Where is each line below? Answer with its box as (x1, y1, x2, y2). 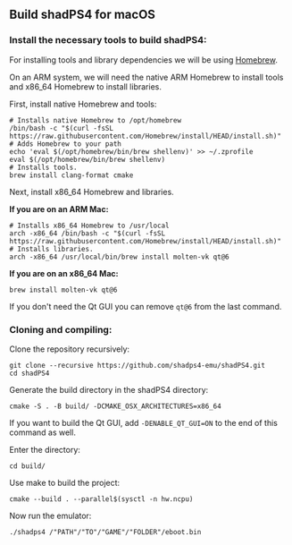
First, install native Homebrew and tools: (9, 98, 157, 109)
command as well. (9, 427, 76, 438)
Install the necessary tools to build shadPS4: (9, 34, 207, 47)
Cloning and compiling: (9, 323, 113, 336)
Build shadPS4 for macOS (9, 7, 156, 22)
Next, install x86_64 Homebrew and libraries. (9, 186, 174, 197)
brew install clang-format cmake (9, 170, 134, 180)
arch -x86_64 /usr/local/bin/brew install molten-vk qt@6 (9, 252, 229, 261)
